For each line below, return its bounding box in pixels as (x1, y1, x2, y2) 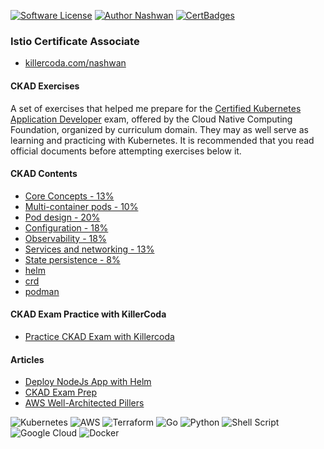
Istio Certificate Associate (10, 34, 140, 48)
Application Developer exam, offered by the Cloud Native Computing (10, 113, 293, 125)
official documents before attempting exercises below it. (10, 145, 242, 157)
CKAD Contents (10, 168, 78, 180)
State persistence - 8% (24, 253, 121, 265)
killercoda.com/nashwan (24, 57, 127, 69)
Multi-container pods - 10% (24, 200, 139, 212)
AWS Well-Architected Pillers (24, 397, 145, 409)
